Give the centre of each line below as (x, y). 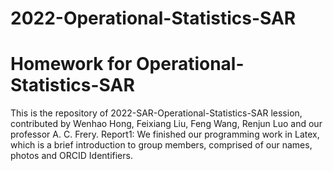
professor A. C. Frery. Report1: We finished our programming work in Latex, (165, 134)
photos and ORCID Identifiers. (71, 156)
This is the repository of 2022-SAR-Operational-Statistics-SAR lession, (156, 113)
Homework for (71, 64)
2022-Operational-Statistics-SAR (153, 18)
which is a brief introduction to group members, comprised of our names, (161, 145)
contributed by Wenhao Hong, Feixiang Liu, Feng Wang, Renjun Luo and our (166, 124)
